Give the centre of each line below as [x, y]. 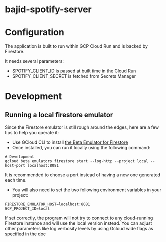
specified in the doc [26, 234]
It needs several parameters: [34, 61]
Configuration [35, 32]
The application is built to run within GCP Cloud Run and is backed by [77, 46]
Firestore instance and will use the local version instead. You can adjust [79, 223]
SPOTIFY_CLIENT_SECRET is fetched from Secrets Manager [74, 76]
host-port [15, 166]
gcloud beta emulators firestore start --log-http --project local [77, 161]
